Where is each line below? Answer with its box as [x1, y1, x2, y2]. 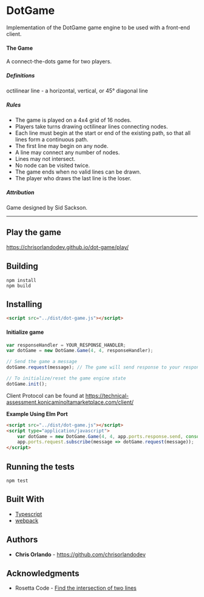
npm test [6, 478, 29, 484]
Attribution [6, 188, 35, 196]
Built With [6, 494, 44, 504]
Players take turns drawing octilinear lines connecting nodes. [15, 123, 168, 130]
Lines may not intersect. [15, 155, 76, 163]
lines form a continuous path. [15, 136, 89, 143]
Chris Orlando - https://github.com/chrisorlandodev [15, 551, 146, 558]
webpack [15, 517, 38, 524]
